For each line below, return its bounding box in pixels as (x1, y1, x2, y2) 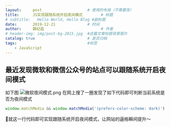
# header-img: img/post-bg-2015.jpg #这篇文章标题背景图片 (5, 31, 128, 36)
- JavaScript (14, 45, 42, 50)
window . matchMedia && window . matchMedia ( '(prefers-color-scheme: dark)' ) (5, 106, 165, 111)
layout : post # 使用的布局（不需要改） (5, 7, 134, 13)
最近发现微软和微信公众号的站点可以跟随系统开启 (5, 66, 159, 74)
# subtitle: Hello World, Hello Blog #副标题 (5, 17, 106, 22)
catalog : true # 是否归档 (5, 36, 107, 41)
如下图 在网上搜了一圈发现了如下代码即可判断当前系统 (5, 90, 161, 96)
